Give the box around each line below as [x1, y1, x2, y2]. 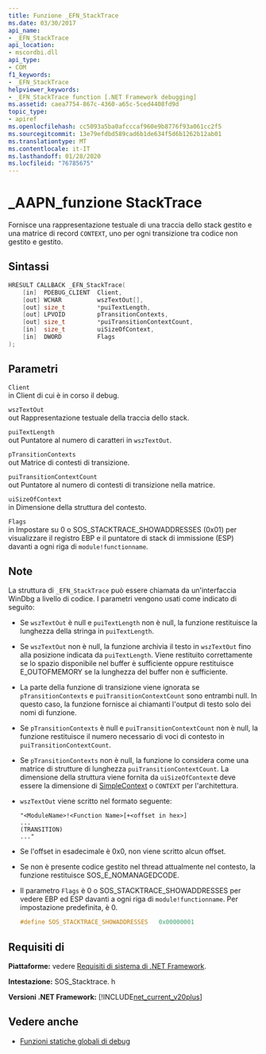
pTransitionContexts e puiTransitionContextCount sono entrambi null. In [19, 691, 257, 701]
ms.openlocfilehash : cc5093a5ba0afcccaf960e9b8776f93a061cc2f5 [8, 123, 222, 130]
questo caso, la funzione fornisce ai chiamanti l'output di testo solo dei [19, 699, 252, 709]
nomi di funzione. [19, 708, 77, 718]
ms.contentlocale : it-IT [8, 145, 91, 153]
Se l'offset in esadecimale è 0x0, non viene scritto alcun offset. [19, 846, 226, 856]
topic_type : [8, 108, 48, 116]
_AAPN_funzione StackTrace [8, 194, 202, 212]
